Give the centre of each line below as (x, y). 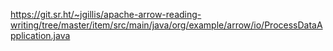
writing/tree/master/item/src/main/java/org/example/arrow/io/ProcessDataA (166, 25)
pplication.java (40, 35)
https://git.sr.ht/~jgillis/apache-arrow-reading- (106, 14)
